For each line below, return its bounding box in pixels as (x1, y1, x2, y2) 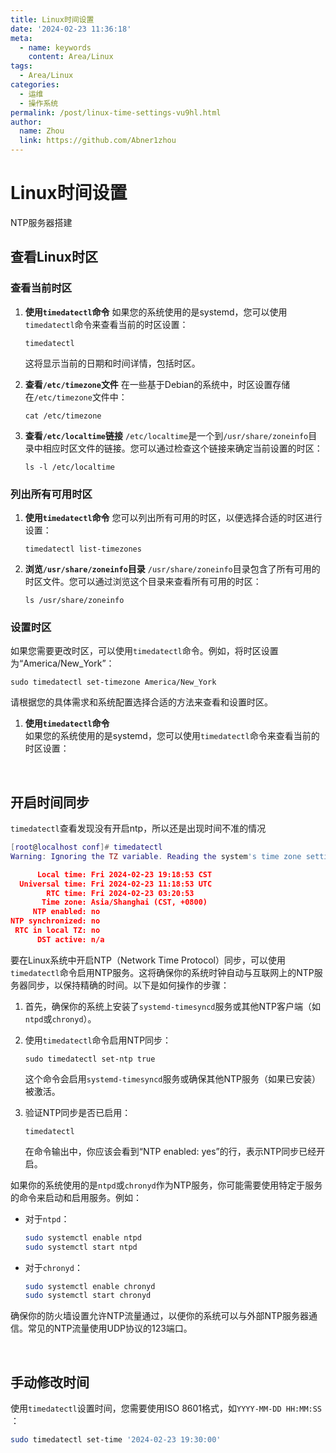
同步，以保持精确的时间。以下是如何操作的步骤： (27, 979, 230, 991)
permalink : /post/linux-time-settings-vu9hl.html (10, 107, 222, 118)
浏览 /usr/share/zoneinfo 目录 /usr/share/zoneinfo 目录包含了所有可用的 (24, 562, 321, 575)
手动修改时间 (10, 1374, 90, 1391)
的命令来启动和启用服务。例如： (10, 1191, 142, 1203)
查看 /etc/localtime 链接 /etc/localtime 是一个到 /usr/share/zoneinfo (24, 429, 309, 441)
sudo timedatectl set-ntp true (24, 1054, 156, 1064)
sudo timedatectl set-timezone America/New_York (10, 677, 217, 688)
